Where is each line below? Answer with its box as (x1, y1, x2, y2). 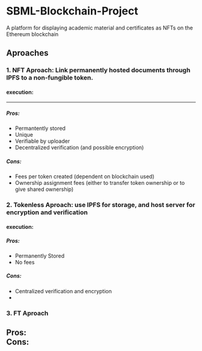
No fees (14, 258, 35, 266)
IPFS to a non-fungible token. (6, 73, 93, 82)
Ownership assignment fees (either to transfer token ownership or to (14, 179, 185, 187)
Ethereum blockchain (6, 30, 59, 37)
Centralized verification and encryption (14, 287, 112, 294)
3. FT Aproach (6, 309, 49, 317)
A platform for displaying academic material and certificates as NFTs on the (6, 24, 194, 31)
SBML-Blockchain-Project (6, 4, 138, 18)
